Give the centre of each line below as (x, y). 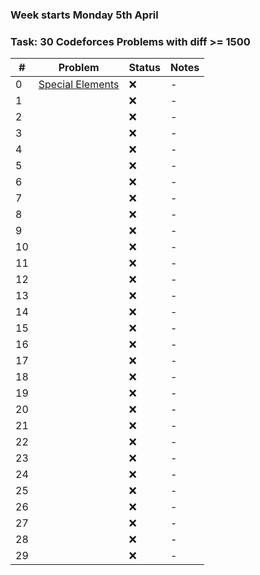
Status (144, 68)
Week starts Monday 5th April (84, 15)
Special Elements (79, 85)
